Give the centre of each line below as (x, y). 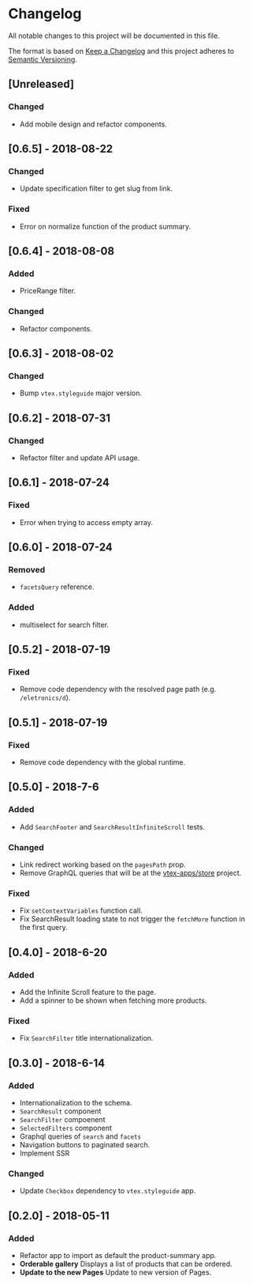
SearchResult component (60, 1111)
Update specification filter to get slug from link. (96, 189)
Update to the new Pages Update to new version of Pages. (115, 1272)
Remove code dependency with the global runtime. (102, 762)
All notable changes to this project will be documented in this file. (114, 36)
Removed (27, 569)
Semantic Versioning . (43, 59)
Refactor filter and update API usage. (80, 457)
